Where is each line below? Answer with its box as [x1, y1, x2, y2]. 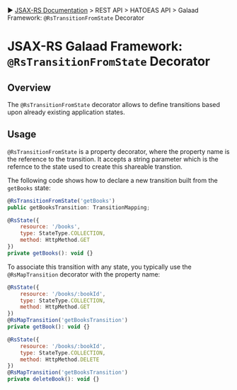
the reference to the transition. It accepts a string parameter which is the [7, 155, 219, 163]
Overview [7, 82, 52, 94]
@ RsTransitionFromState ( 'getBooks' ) [7, 197, 115, 204]
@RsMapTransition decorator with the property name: [7, 269, 161, 279]
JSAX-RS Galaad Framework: [7, 38, 183, 55]
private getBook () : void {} [7, 323, 91, 330]
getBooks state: [7, 184, 51, 192]
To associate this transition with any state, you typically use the [7, 262, 192, 271]
